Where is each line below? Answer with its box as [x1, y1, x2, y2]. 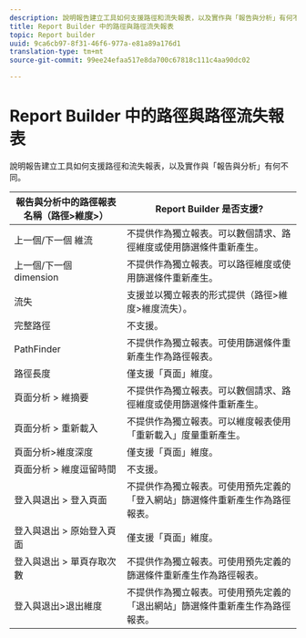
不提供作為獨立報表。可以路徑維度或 [127, 257, 282, 270]
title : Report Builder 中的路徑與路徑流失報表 [9, 22, 175, 31]
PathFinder [14, 343, 61, 355]
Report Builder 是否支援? [155, 202, 264, 215]
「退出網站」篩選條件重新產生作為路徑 [127, 599, 291, 612]
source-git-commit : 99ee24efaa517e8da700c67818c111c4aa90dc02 [9, 56, 250, 65]
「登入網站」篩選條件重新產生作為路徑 [127, 493, 291, 506]
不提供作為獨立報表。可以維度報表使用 [127, 415, 291, 427]
